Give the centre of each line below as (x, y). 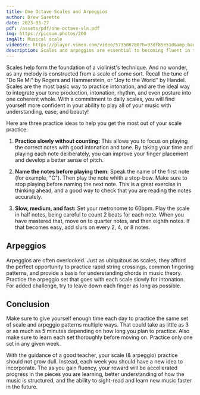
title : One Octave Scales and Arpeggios (57, 12)
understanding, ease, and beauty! (48, 111)
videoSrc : (18, 45)
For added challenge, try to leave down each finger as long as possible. (94, 286)
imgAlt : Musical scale (34, 39)
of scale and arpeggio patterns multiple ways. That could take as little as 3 (98, 325)
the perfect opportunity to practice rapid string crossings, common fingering (100, 267)
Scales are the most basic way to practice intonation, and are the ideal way (98, 86)
